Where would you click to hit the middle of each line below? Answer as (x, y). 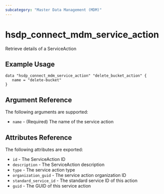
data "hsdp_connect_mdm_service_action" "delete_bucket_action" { (76, 76)
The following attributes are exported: (44, 149)
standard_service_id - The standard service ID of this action (75, 180)
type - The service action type (44, 170)
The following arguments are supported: (47, 112)
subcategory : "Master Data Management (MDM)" (53, 10)
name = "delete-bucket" (37, 80)
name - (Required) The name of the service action (63, 122)
